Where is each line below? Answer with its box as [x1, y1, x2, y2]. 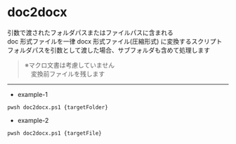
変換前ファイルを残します [30, 70, 105, 78]
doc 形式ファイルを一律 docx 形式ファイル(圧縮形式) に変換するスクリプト [7, 37, 223, 46]
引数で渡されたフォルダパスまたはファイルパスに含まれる [7, 28, 173, 37]
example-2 [17, 116, 49, 124]
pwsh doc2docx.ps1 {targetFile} [7, 129, 102, 137]
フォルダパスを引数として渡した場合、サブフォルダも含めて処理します [7, 46, 211, 54]
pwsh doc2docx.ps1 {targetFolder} [7, 103, 109, 111]
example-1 [17, 90, 48, 98]
